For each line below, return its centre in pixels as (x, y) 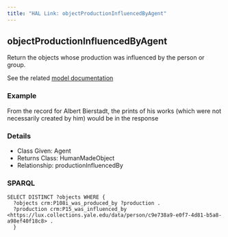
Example (22, 96)
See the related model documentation (60, 78)
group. (16, 65)
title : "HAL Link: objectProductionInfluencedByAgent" (87, 13)
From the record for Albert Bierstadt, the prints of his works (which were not (114, 111)
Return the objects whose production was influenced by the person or (106, 58)
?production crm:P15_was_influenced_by (70, 210)
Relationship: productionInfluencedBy (70, 166)
